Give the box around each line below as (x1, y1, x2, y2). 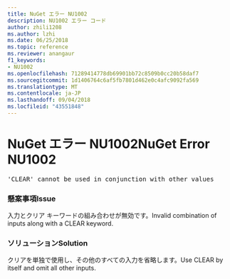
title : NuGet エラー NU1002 (7, 10, 88, 18)
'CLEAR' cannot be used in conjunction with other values (7, 175, 214, 183)
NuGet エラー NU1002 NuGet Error (7, 136, 210, 152)
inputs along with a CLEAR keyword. (7, 219, 114, 228)
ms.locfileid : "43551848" (7, 103, 84, 110)
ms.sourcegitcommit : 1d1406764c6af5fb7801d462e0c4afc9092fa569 (7, 76, 199, 84)
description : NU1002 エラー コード (7, 17, 107, 24)
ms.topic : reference (7, 43, 69, 51)
